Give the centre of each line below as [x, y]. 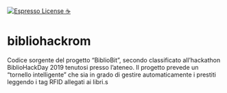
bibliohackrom [49, 41]
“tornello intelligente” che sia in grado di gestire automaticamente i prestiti [111, 75]
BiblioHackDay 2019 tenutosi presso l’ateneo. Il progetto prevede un [103, 67]
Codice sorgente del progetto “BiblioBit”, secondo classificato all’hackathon [114, 60]
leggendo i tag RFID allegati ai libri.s [58, 81]
